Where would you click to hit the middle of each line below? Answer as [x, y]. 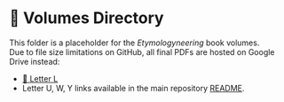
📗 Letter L [40, 78]
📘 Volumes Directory [87, 18]
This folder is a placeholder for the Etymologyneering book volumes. [134, 43]
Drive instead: [35, 61]
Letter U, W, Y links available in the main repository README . [133, 88]
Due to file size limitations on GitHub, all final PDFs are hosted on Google [142, 51]
